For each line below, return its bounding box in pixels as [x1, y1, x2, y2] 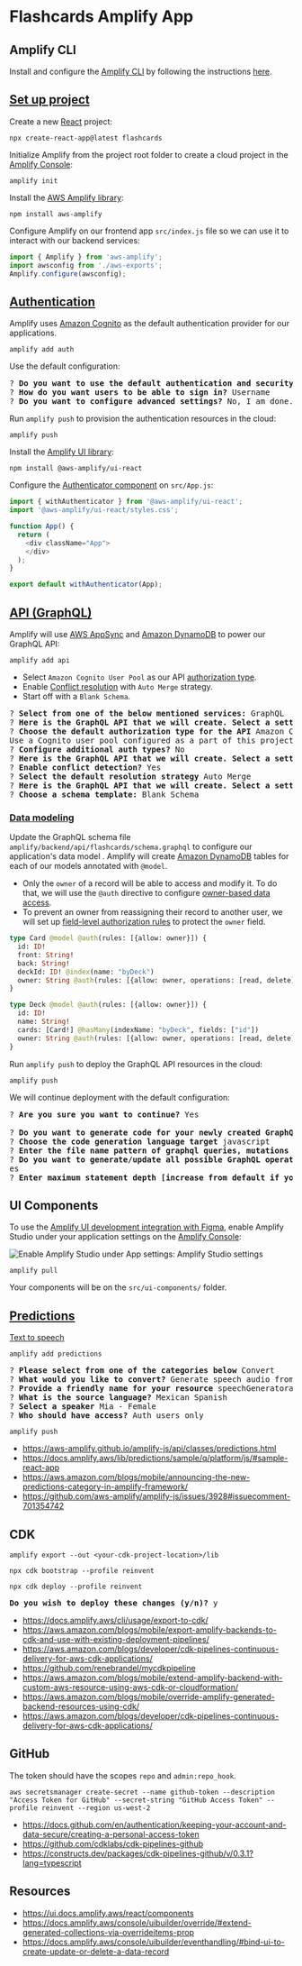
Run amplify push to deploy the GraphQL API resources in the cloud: [9, 1058, 262, 1069]
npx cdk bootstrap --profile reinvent [9, 1567, 155, 1576]
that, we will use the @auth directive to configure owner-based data [22, 888, 271, 899]
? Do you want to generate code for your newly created [9, 1127, 261, 1138]
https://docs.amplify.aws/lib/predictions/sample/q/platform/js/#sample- [22, 1453, 289, 1464]
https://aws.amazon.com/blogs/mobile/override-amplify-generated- [22, 1692, 276, 1703]
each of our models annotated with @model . [9, 861, 168, 872]
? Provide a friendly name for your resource [9, 1384, 214, 1394]
